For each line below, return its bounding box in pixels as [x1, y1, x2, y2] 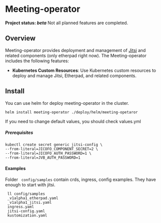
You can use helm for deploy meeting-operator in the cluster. [5, 100, 129, 106]
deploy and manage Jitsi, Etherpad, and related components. [12, 73, 137, 79]
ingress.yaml [7, 204, 35, 209]
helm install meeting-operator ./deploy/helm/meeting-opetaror [5, 110, 138, 115]
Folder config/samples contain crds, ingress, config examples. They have [5, 177, 157, 182]
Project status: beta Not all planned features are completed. [5, 20, 128, 26]
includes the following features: [5, 58, 69, 64]
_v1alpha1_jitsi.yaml [7, 200, 52, 205]
